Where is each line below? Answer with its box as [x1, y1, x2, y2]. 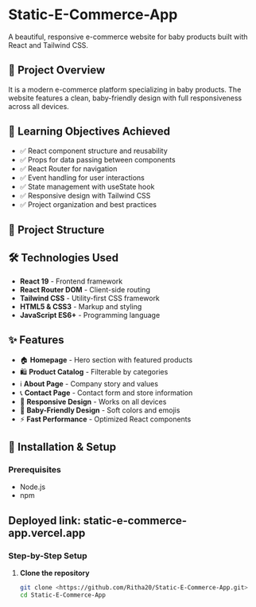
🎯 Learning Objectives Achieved [8, 125, 171, 139]
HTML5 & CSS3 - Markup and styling [19, 301, 142, 311]
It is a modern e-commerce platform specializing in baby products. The [8, 84, 242, 94]
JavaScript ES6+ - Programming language [19, 310, 161, 319]
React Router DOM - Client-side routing [19, 284, 151, 294]
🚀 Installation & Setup [8, 440, 117, 453]
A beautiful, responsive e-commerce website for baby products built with [8, 32, 248, 41]
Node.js [19, 482, 46, 491]
